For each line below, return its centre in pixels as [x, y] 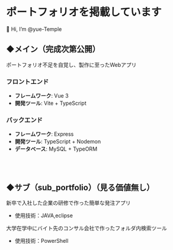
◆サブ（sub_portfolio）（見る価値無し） [80, 187]
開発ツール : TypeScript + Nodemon [58, 142]
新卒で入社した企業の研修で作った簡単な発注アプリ [68, 203]
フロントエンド [28, 82]
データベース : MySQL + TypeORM [56, 149]
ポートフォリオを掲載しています [84, 12]
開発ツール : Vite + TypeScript [51, 103]
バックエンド [25, 120]
